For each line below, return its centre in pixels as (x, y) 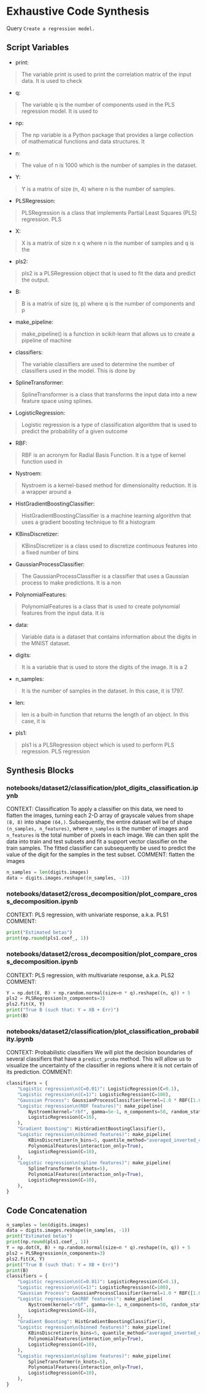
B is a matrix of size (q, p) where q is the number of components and (108, 303)
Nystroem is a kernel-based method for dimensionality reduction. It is (109, 485)
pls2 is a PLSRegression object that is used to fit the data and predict (109, 273)
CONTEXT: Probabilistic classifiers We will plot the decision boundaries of (100, 1053)
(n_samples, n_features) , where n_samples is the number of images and (97, 829)
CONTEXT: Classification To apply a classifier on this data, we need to (95, 809)
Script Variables (38, 48)
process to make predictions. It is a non (71, 582)
